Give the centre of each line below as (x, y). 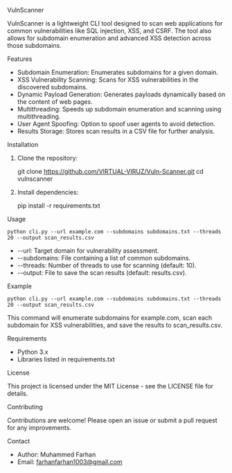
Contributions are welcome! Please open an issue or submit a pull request (113, 420)
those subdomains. (35, 45)
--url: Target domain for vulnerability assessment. (88, 251)
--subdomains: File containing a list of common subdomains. (104, 258)
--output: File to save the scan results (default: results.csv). (102, 273)
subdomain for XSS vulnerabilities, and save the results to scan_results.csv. (115, 325)
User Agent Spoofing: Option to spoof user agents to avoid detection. (116, 124)
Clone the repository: (47, 158)
